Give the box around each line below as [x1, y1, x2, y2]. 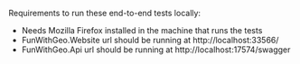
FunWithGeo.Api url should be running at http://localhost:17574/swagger [21, 44, 291, 55]
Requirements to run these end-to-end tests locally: [8, 8, 201, 18]
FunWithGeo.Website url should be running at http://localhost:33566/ [21, 35, 279, 45]
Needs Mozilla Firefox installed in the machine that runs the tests [21, 25, 263, 35]
